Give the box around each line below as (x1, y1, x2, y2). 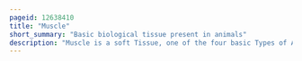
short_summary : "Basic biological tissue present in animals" (9, 30, 247, 39)
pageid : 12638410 (9, 13, 75, 22)
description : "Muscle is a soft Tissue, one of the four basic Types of (9, 38, 288, 48)
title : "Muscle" (9, 22, 70, 30)
